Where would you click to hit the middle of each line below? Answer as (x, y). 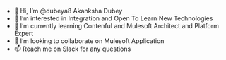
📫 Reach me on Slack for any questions (72, 49)
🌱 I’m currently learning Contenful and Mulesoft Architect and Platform (116, 26)
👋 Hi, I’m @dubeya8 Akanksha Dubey (68, 11)
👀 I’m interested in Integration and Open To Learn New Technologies (113, 18)
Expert (24, 33)
